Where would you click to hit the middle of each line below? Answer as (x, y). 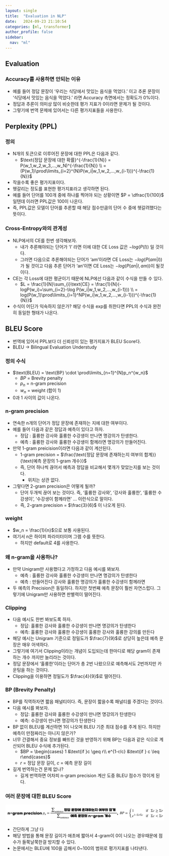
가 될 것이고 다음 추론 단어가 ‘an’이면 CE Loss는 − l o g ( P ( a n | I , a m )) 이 (87, 266)
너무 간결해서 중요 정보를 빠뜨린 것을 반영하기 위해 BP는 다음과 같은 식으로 (85, 739)
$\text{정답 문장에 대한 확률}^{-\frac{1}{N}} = (65, 160)
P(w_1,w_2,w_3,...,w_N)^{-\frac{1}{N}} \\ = (63, 166)
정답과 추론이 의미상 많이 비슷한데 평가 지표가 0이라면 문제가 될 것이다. (82, 104)
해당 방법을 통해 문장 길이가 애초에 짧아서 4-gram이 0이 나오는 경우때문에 (85, 836)
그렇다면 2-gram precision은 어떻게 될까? (54, 486)
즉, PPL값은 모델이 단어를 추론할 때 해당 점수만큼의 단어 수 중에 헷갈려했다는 (87, 208)
